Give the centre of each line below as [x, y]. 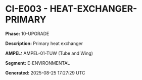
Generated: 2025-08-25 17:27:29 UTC [45, 73]
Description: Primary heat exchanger [44, 43]
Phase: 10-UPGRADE [27, 33]
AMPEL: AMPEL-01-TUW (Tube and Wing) [49, 53]
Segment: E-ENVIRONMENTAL [38, 63]
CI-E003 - [27, 9]
